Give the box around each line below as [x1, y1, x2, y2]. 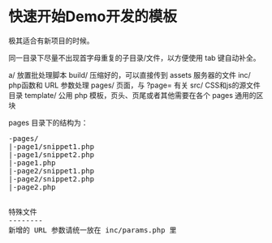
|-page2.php [8, 182, 56, 191]
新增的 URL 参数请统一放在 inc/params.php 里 [8, 225, 177, 235]
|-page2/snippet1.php [8, 166, 95, 175]
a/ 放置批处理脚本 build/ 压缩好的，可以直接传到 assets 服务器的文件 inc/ [8, 70, 252, 79]
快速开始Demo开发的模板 [8, 7, 177, 26]
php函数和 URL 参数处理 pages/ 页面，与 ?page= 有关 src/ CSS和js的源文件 [8, 80, 261, 90]
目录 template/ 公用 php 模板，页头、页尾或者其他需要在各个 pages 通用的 [8, 90, 257, 100]
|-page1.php [8, 158, 56, 167]
